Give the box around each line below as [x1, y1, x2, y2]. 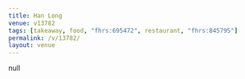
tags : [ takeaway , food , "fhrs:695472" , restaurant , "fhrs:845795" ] [8, 26, 239, 34]
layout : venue [8, 41, 56, 49]
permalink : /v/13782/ [8, 34, 81, 42]
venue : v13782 [8, 19, 56, 27]
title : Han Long [8, 11, 62, 20]
